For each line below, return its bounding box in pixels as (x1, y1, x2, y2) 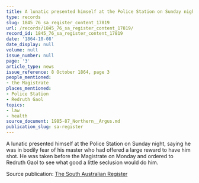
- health (6, 113, 28, 119)
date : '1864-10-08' (6, 36, 54, 42)
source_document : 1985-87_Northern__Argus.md (6, 119, 120, 125)
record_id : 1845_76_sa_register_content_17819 (6, 31, 123, 37)
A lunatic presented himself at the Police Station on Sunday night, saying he (6, 140, 191, 147)
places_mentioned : (6, 86, 52, 91)
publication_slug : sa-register (6, 124, 84, 130)
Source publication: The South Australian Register (6, 171, 128, 177)
